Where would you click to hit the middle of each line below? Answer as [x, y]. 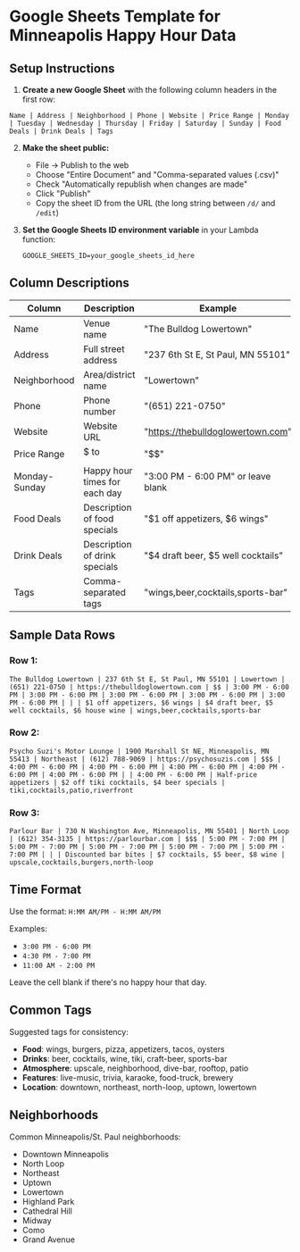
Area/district [109, 374]
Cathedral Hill [47, 1211]
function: [39, 239]
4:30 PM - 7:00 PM [56, 956]
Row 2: [25, 732]
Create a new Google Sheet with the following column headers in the [150, 90]
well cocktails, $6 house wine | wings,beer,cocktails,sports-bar [135, 710]
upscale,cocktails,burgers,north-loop [81, 863]
